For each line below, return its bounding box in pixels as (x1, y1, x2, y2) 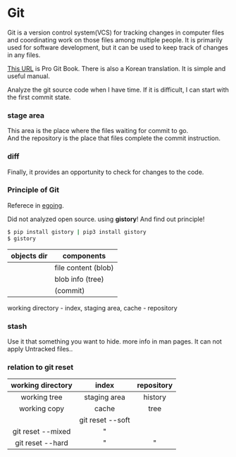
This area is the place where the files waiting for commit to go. (7, 127, 189, 135)
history (143, 392, 167, 402)
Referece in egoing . (7, 201, 65, 209)
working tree (20, 392, 63, 402)
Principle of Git (7, 185, 60, 195)
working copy (18, 403, 65, 413)
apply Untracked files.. (7, 344, 73, 353)
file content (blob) (54, 263, 114, 273)
